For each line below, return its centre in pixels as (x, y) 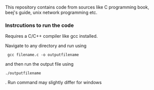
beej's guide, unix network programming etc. (51, 12)
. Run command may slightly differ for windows (54, 83)
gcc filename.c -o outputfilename (43, 55)
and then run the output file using (39, 64)
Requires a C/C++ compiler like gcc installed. (52, 36)
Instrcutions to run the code (39, 25)
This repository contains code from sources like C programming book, (77, 7)
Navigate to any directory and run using (46, 46)
